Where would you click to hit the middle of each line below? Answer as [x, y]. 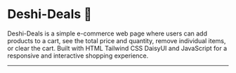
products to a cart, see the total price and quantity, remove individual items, [117, 40]
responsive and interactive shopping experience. [78, 56]
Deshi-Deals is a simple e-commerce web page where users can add [107, 33]
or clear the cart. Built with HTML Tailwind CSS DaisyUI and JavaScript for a [117, 48]
